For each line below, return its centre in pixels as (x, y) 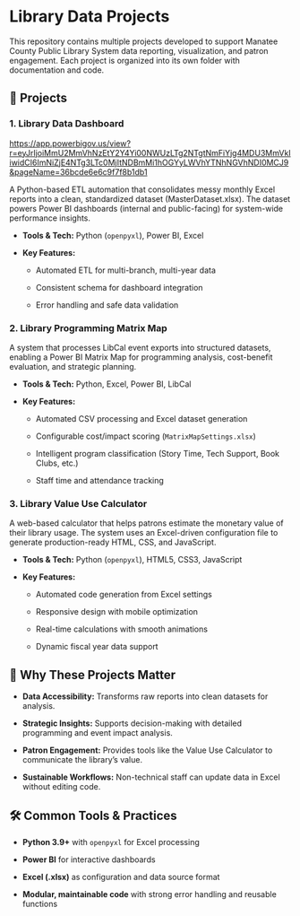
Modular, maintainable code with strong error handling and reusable (150, 894)
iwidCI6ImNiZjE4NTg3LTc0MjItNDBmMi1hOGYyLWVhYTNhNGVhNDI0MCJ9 (149, 162)
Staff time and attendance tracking (99, 480)
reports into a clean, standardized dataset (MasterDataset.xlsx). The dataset (150, 198)
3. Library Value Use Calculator (78, 503)
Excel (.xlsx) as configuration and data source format (121, 877)
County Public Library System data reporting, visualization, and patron (139, 50)
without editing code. (61, 787)
